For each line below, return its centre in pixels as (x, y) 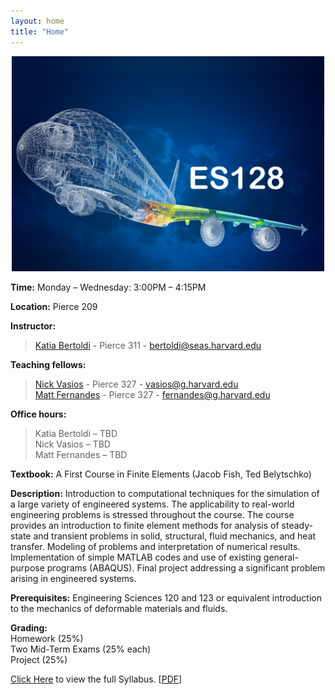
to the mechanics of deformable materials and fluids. (119, 609)
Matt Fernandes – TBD (81, 455)
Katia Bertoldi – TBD (76, 434)
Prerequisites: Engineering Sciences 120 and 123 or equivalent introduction (166, 598)
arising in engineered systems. (73, 579)
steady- (297, 526)
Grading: (29, 628)
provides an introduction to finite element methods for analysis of (145, 526)
